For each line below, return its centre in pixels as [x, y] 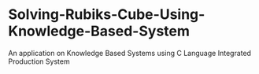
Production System [39, 61]
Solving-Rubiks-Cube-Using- [107, 15]
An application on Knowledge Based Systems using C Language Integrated [130, 53]
